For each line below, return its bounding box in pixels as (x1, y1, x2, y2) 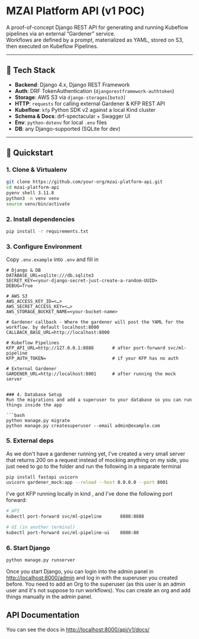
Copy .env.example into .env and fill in (6, 256, 99, 263)
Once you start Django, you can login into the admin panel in (6, 568, 154, 575)
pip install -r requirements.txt (6, 229, 89, 235)
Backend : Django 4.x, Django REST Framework (14, 81, 130, 88)
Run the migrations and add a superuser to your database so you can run (6, 397, 192, 403)
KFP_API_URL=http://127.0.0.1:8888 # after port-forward (6, 345, 166, 351)
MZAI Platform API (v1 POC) (6, 4, 145, 18)
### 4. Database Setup (6, 392, 62, 398)
